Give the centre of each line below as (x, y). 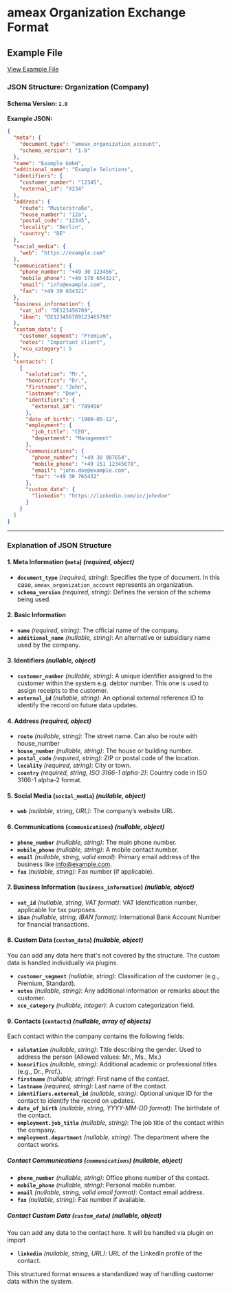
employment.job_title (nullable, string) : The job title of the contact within (120, 1123)
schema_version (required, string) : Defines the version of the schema (114, 592)
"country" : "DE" (43, 234)
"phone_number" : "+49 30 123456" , (69, 272)
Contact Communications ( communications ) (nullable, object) (95, 1160)
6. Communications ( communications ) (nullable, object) (86, 826)
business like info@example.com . (64, 864)
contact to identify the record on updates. (76, 1101)
